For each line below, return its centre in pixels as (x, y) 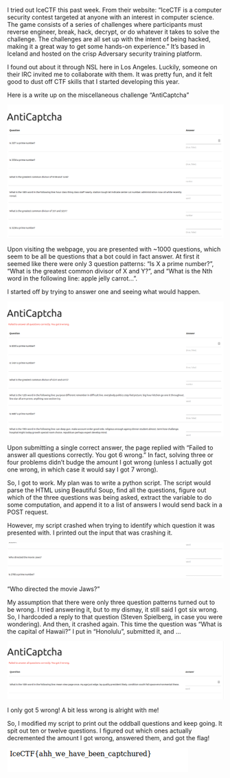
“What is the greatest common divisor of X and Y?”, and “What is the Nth (110, 271)
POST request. (28, 512)
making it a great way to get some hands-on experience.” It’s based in (106, 46)
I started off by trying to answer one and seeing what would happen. (104, 291)
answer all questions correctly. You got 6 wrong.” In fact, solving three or (111, 455)
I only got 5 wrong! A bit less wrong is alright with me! (83, 710)
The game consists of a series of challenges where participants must (105, 24)
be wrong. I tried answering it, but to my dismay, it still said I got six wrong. (113, 609)
